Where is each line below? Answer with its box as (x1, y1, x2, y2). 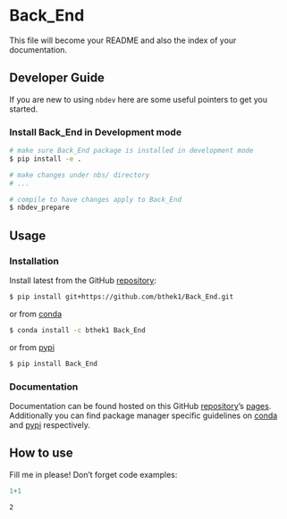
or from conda (9, 308, 63, 319)
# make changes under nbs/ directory (9, 171, 150, 180)
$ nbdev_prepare (9, 203, 70, 213)
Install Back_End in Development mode (9, 126, 181, 138)
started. (9, 104, 38, 114)
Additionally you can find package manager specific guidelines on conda (9, 410, 278, 421)
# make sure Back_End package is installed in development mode (9, 146, 254, 155)
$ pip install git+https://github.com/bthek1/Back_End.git (9, 292, 234, 301)
